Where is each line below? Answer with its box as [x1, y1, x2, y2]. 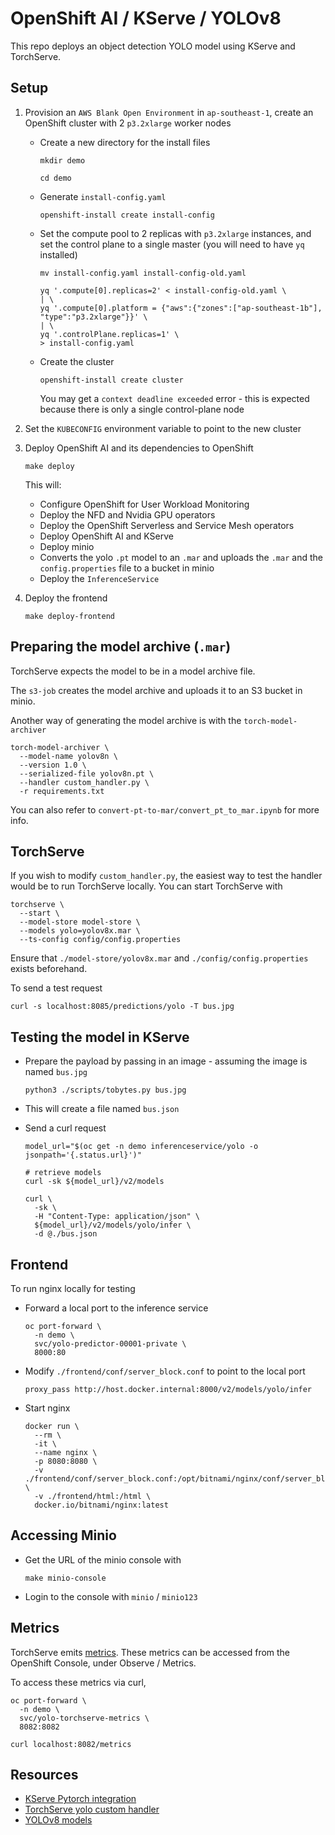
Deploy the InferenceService [39, 572, 160, 584]
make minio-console [24, 1573, 107, 1583]
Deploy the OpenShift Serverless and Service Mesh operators [39, 519, 295, 531]
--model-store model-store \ [19, 917, 141, 927]
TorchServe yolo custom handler [24, 1803, 160, 1816]
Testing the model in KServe [10, 1028, 190, 1046]
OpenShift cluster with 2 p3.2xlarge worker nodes [24, 117, 232, 129]
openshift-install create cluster [39, 375, 184, 385]
